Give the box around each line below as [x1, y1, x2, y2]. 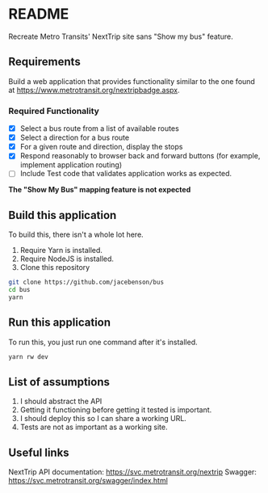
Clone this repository [19, 263, 90, 272]
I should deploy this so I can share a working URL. [19, 414, 187, 423]
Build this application [8, 208, 117, 222]
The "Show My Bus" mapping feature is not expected [8, 185, 191, 195]
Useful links [8, 445, 70, 459]
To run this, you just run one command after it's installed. [8, 337, 198, 347]
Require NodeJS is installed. [19, 254, 115, 263]
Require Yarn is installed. [19, 246, 103, 255]
